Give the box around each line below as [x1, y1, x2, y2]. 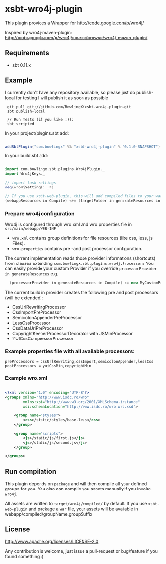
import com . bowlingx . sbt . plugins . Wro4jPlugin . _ [5, 167, 105, 172]
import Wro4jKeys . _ [5, 171, 45, 176]
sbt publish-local [7, 109, 45, 113]
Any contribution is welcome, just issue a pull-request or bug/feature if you [5, 548, 158, 554]
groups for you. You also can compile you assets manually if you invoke [5, 486, 151, 491]
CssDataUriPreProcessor [12, 325, 63, 331]
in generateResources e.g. [5, 270, 58, 277]
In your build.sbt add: [5, 153, 48, 159]
